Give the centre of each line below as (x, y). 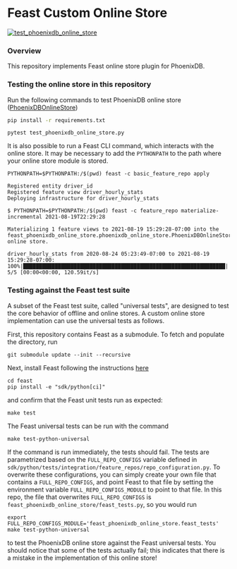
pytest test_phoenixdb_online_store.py (66, 133)
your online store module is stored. (58, 161)
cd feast (20, 381)
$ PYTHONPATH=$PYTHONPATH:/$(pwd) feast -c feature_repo (93, 211)
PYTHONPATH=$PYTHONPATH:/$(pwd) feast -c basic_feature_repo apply (109, 174)
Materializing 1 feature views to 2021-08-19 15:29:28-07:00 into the (113, 230)
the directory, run (32, 342)
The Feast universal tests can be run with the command (88, 426)
